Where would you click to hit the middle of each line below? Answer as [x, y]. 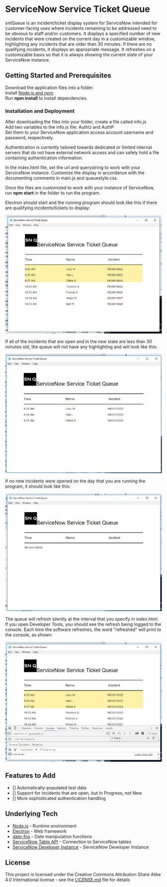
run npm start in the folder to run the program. [53, 193]
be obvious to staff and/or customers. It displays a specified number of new [83, 33]
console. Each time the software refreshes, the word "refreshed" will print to [83, 629]
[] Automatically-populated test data [49, 788]
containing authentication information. [44, 158]
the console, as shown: [29, 634]
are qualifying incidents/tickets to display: [48, 208]
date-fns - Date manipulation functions [52, 836]
